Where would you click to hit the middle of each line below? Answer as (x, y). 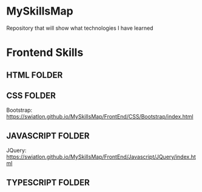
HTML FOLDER (35, 75)
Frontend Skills (45, 53)
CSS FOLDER (31, 95)
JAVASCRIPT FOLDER (48, 136)
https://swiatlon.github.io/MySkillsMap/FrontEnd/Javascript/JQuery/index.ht (101, 157)
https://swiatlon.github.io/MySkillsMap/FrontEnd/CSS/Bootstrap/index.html (100, 117)
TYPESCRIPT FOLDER (48, 183)
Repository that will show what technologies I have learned (80, 28)
